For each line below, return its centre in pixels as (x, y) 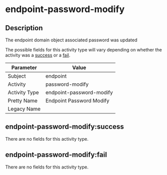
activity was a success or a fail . (38, 55)
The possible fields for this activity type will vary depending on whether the (84, 50)
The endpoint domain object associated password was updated (71, 40)
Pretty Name (23, 101)
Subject (17, 76)
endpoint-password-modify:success (65, 127)
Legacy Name (24, 109)
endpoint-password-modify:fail (56, 155)
